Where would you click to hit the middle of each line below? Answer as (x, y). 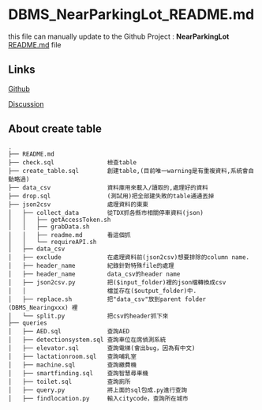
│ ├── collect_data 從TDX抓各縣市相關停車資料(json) (106, 213)
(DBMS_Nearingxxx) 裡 (43, 307)
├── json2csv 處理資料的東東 (78, 204)
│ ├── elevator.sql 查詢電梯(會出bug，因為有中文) (102, 348)
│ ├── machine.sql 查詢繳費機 (72, 365)
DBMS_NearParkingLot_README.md (131, 15)
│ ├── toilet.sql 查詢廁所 (70, 382)
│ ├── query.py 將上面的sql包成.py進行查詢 (98, 390)
